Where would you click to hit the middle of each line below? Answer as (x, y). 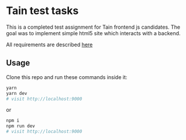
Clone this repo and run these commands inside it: (67, 77)
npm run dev (20, 126)
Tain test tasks (42, 11)
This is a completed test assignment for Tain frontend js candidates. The (93, 27)
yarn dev (17, 93)
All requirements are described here (49, 45)
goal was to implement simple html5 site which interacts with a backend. (93, 33)
